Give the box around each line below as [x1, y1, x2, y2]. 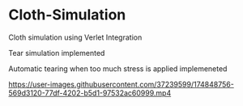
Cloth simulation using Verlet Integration [8, 32, 143, 42]
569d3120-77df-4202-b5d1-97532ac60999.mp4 [8, 87, 172, 98]
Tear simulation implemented [8, 48, 105, 57]
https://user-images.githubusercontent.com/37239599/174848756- [8, 79, 235, 89]
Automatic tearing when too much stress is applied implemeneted [8, 63, 228, 74]
